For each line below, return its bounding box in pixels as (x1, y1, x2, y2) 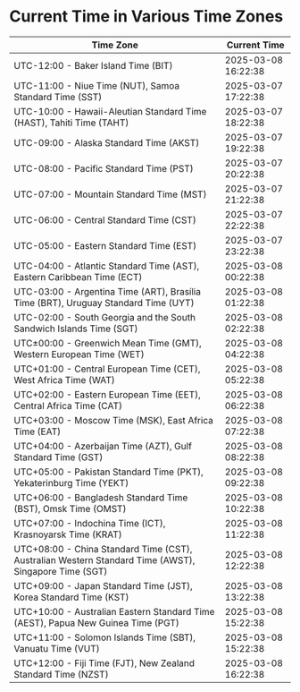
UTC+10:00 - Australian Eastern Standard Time (13, 605, 215, 618)
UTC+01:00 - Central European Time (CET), (13, 363, 201, 375)
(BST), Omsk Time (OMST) (13, 502, 127, 515)
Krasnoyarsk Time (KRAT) (13, 528, 122, 541)
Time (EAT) (13, 425, 61, 438)
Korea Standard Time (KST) (13, 591, 129, 603)
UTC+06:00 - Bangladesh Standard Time (13, 491, 188, 503)
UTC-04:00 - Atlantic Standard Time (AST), (13, 260, 200, 272)
